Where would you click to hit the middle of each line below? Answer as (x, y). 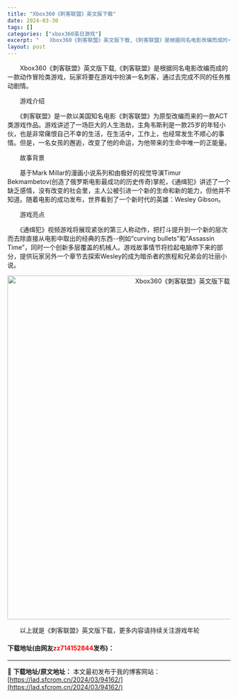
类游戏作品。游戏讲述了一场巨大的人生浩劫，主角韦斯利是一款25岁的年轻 (113, 125)
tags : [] (20, 27)
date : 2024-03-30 (33, 21)
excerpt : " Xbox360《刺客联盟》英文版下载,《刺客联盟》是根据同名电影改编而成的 (118, 40)
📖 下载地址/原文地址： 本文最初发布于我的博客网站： (84, 672)
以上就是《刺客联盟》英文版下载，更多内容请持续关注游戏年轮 (109, 630)
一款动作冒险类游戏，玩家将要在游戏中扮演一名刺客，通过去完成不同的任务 (116, 77)
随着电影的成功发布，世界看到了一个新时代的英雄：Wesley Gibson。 (125, 199)
